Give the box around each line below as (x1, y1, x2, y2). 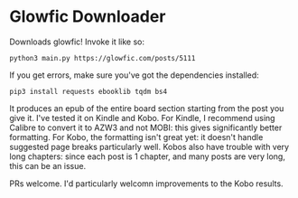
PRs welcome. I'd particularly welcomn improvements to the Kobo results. (9, 178, 284, 189)
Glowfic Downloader (9, 6, 166, 27)
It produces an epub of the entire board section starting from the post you (9, 102, 284, 114)
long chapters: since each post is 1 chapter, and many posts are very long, (9, 151, 286, 162)
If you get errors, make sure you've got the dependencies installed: (9, 70, 259, 80)
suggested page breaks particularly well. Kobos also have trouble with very (9, 141, 290, 152)
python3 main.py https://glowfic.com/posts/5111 (9, 53, 196, 62)
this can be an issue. (9, 160, 87, 171)
